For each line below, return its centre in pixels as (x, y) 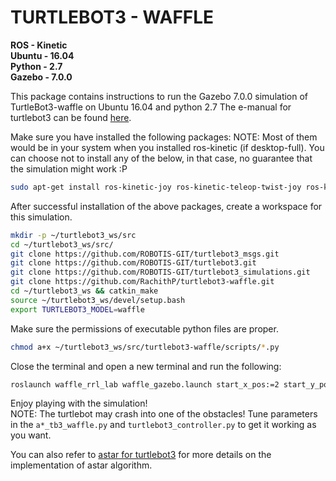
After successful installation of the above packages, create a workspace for (166, 206)
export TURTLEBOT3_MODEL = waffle (77, 309)
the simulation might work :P (69, 168)
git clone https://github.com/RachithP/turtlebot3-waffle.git (142, 282)
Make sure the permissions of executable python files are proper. (144, 328)
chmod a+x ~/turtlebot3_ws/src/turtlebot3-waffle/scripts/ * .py (145, 347)
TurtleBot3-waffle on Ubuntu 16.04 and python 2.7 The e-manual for (151, 107)
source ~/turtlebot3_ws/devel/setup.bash (98, 300)
